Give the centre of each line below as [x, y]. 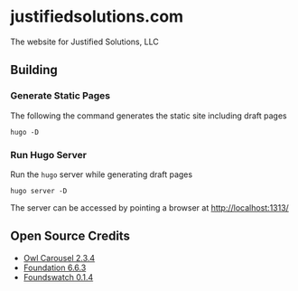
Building [34, 70]
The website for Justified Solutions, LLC [84, 42]
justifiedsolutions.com [97, 17]
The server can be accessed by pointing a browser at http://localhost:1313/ [150, 207]
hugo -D [25, 132]
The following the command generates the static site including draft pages [149, 116]
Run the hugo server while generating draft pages [102, 174]
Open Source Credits [70, 236]
